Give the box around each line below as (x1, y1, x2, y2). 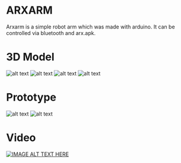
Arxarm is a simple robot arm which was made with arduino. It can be (6, 23, 176, 30)
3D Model (6, 50, 55, 64)
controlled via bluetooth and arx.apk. (6, 29, 96, 36)
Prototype (6, 91, 57, 104)
